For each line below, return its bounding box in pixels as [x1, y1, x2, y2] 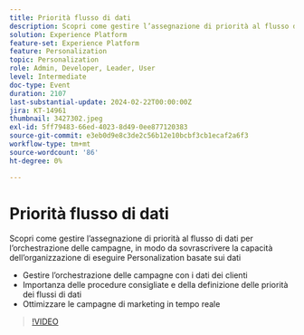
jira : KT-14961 [9, 106, 67, 115]
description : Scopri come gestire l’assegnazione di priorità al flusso [9, 22, 290, 31]
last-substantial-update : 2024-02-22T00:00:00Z [9, 97, 193, 107]
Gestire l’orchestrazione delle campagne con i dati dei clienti [22, 270, 248, 281]
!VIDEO [31, 316, 59, 327]
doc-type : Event [9, 81, 71, 90]
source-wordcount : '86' [9, 148, 100, 157]
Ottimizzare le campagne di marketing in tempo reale [22, 299, 221, 310]
